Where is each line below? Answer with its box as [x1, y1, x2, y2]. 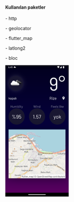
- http [5, 15, 17, 21]
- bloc [5, 55, 18, 61]
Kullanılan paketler [5, 4, 46, 10]
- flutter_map [5, 35, 33, 41]
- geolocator [5, 26, 31, 32]
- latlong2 [5, 45, 26, 51]
